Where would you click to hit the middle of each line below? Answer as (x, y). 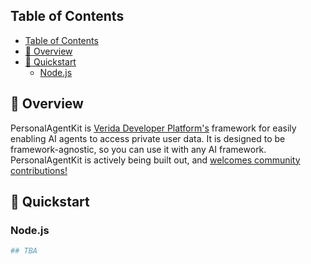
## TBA (24, 251)
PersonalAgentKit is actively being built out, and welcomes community (155, 160)
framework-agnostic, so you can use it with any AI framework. (138, 149)
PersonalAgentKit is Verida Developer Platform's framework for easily (153, 128)
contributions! (39, 170)
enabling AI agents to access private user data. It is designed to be (148, 138)
